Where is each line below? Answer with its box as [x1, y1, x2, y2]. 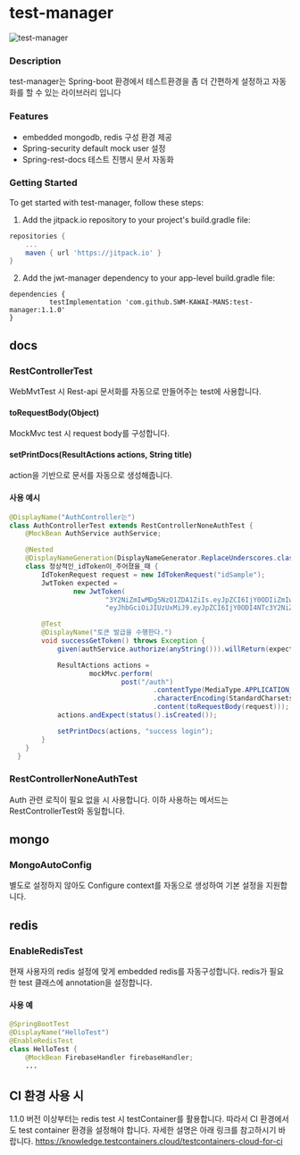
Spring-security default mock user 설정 [21, 142, 166, 154]
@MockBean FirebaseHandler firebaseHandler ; [25, 1053, 194, 1062]
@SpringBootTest [9, 1020, 70, 1029]
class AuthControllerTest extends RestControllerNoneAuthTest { [9, 521, 254, 530]
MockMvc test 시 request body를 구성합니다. [9, 428, 171, 439]
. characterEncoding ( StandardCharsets [153, 694, 294, 704]
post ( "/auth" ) [121, 678, 174, 687]
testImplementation [48, 298, 122, 307]
